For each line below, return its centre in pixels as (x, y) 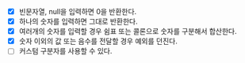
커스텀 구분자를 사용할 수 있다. (65, 51)
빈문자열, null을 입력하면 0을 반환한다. (78, 11)
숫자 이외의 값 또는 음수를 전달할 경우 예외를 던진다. (98, 41)
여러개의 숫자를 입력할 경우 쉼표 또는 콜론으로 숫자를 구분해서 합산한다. (128, 31)
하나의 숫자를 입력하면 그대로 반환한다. (78, 21)
